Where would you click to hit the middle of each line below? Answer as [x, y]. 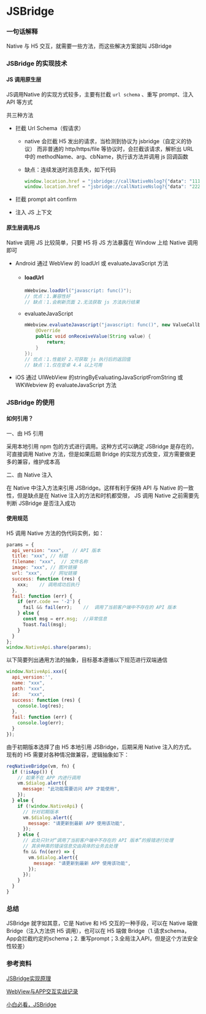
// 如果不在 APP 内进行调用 [49, 778]
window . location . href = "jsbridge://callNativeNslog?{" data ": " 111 [112, 181]
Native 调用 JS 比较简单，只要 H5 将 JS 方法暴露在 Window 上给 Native [96, 242]
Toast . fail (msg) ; [45, 625]
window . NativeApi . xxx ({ [37, 672]
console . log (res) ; [41, 706]
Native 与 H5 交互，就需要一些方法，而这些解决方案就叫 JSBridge [89, 46]
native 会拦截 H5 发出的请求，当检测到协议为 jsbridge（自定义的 [105, 141]
